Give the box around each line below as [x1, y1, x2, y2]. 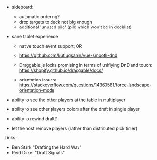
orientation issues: [19, 77, 57, 82]
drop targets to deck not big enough [19, 19, 92, 25]
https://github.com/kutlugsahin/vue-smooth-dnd [19, 53, 118, 58]
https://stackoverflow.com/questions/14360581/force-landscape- [19, 82, 152, 88]
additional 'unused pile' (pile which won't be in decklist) [19, 24, 132, 30]
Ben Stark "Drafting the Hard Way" [11, 144, 82, 150]
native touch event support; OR [19, 43, 82, 49]
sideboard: [11, 4, 34, 10]
